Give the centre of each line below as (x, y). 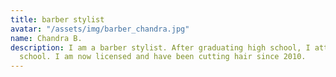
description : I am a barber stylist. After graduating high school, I (160, 47)
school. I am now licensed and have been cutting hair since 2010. (163, 57)
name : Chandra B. (46, 38)
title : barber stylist (57, 19)
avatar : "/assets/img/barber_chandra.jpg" (100, 29)
